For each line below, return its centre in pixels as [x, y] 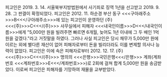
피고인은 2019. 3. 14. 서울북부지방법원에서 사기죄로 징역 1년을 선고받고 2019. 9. [82, 7]
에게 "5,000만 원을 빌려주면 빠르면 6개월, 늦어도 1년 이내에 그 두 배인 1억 [88, 32]
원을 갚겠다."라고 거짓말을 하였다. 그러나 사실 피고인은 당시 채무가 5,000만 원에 [82, 38]
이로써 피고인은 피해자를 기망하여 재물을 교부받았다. [66, 69]
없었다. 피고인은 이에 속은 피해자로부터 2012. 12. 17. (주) [69, 51]
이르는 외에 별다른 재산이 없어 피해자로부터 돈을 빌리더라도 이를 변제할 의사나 [80, 44]
